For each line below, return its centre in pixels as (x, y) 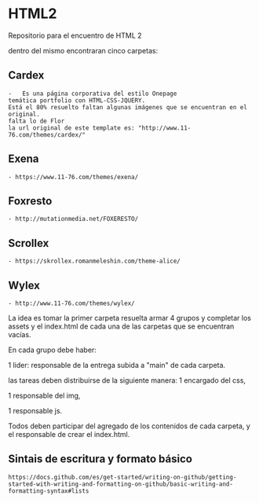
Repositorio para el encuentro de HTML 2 (75, 35)
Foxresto (30, 201)
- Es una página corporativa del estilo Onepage (93, 94)
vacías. (20, 334)
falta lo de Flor (36, 121)
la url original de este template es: (71, 128)
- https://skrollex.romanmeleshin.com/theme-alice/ (94, 261)
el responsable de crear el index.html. (69, 434)
